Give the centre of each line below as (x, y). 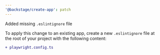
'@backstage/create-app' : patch (38, 10)
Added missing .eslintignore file (39, 24)
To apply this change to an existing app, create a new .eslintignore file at (80, 33)
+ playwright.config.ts (29, 47)
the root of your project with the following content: (56, 38)
